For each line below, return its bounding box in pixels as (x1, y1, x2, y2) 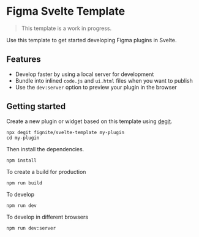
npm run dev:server (6, 225, 56, 231)
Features (6, 54, 41, 65)
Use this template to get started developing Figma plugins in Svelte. (6, 36, 177, 43)
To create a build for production (6, 168, 86, 175)
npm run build (6, 179, 43, 186)
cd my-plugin (6, 135, 40, 141)
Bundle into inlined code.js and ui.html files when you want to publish (15, 77, 193, 84)
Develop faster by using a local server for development (15, 70, 154, 78)
